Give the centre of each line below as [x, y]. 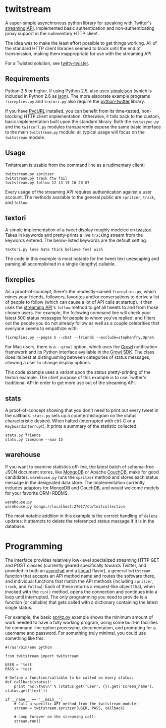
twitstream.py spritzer [30, 174]
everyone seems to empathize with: [42, 329]
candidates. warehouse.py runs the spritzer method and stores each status [82, 477]
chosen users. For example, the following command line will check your [78, 313]
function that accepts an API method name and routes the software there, [80, 576]
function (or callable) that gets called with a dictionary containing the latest [82, 602]
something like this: [25, 638]
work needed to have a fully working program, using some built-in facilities [82, 622]
